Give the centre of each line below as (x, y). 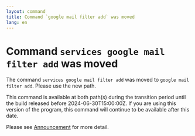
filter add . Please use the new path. (51, 86)
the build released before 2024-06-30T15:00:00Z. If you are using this (91, 103)
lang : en (17, 22)
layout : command (26, 11)
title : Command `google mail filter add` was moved (70, 17)
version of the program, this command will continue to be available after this (98, 110)
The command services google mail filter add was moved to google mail (97, 80)
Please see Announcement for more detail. (58, 127)
